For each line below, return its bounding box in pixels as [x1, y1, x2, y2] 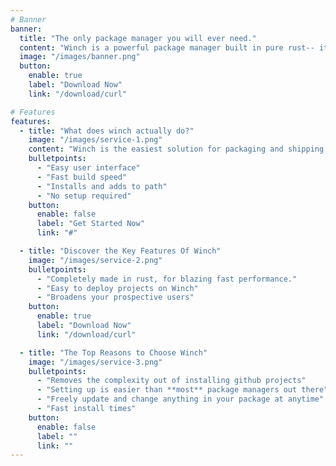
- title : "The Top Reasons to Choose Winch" [19, 347, 208, 358]
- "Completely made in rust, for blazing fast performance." [36, 274, 298, 284]
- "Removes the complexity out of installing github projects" [36, 376, 307, 386]
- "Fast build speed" [36, 172, 128, 182]
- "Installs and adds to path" [36, 181, 168, 191]
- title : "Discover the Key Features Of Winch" [19, 246, 222, 256]
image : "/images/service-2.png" [28, 255, 163, 265]
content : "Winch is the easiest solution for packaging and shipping [28, 144, 325, 155]
